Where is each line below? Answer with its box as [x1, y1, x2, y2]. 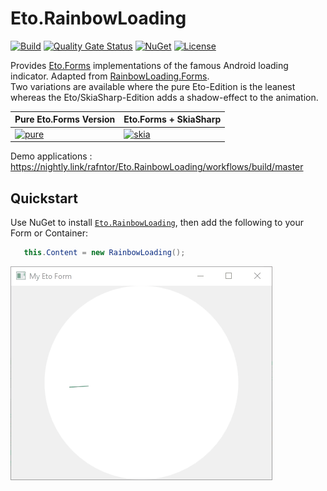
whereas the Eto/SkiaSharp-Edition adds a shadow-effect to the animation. [10, 91, 319, 103]
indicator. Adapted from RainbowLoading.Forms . [10, 70, 210, 82]
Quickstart [10, 190, 79, 207]
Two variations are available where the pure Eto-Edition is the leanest [10, 80, 296, 92]
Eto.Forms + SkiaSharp [123, 113, 222, 126]
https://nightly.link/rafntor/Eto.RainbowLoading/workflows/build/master [10, 161, 304, 173]
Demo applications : [10, 150, 93, 162]
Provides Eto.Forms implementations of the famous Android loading [10, 59, 289, 71]
